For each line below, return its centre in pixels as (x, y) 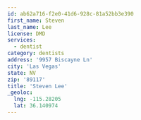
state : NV (22, 73)
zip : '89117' (26, 79)
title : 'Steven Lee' (38, 86)
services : (22, 40)
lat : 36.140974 (36, 106)
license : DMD (26, 34)
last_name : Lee (30, 27)
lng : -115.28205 (37, 100)
